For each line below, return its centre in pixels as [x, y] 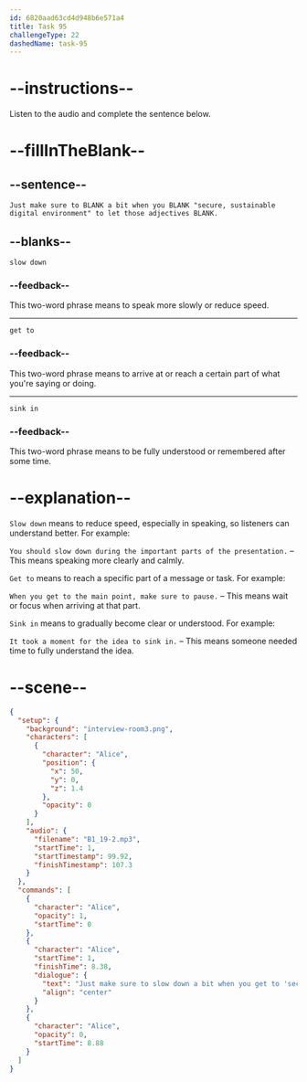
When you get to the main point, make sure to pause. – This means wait [149, 596]
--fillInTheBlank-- [78, 151]
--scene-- [48, 688]
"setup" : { [38, 720]
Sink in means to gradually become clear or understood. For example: [143, 623]
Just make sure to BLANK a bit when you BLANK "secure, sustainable [143, 206]
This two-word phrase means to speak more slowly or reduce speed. [139, 305]
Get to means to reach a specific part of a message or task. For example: [148, 578]
